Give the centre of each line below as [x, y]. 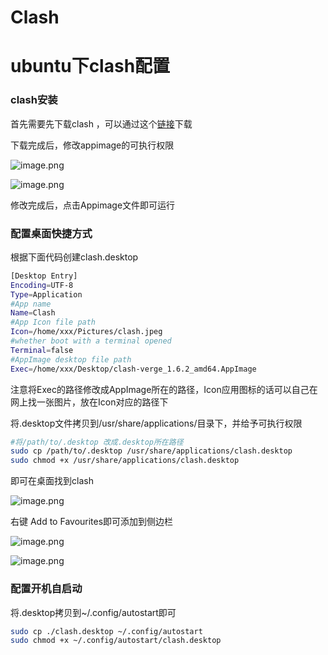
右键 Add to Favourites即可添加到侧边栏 [92, 522]
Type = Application [46, 294]
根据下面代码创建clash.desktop [74, 257]
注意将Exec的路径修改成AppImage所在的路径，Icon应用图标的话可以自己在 [164, 389]
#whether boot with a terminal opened [91, 341]
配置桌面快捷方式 [51, 233]
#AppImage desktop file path [71, 359]
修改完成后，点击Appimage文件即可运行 [93, 205]
